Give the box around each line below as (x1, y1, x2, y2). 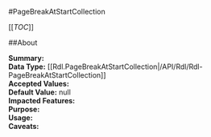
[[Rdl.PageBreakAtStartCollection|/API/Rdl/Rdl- (47, 62, 203, 71)
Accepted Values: (8, 79, 70, 88)
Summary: (8, 54, 44, 62)
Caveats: (8, 122, 39, 131)
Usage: (8, 113, 34, 123)
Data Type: (8, 62, 46, 71)
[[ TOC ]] (8, 22, 34, 31)
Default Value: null (8, 87, 71, 97)
